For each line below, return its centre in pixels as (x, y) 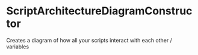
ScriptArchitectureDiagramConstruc (99, 11)
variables (17, 47)
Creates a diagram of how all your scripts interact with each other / (89, 40)
